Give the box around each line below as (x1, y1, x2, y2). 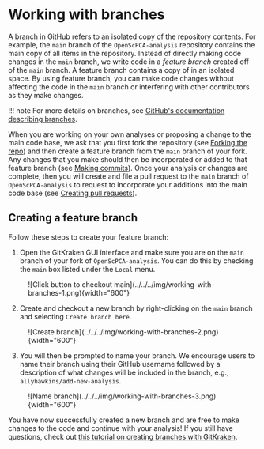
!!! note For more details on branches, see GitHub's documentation (8, 105, 225, 115)
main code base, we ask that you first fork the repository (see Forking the (8, 138, 247, 147)
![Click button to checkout (28, 279, 113, 289)
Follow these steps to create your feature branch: (8, 232, 169, 242)
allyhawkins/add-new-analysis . (19, 375, 122, 385)
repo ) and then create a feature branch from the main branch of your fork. (8, 146, 247, 156)
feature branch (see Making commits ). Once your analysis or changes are (8, 163, 248, 172)
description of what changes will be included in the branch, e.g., (19, 368, 229, 377)
